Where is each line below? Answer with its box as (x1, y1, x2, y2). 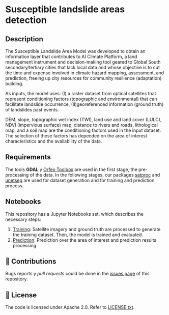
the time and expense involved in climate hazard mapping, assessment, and (5, 70, 164, 76)
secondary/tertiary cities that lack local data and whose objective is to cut (5, 65, 160, 70)
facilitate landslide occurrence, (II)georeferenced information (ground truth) (5, 101, 164, 107)
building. (5, 80, 24, 87)
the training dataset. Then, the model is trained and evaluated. (12, 232, 144, 238)
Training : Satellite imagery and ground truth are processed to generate (12, 226, 161, 232)
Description (5, 35, 43, 43)
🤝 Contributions (5, 257, 57, 266)
